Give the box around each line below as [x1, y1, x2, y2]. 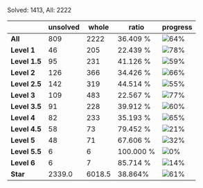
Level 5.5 [10, 147, 42, 156]
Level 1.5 [10, 57, 42, 66]
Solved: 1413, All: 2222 [7, 6, 72, 14]
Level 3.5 [10, 102, 42, 111]
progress [161, 22, 193, 32]
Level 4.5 [10, 124, 42, 134]
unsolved [48, 22, 80, 32]
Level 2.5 [10, 79, 42, 89]
